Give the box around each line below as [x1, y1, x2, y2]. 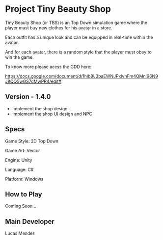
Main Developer [5, 217, 55, 226]
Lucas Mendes [5, 230, 35, 236]
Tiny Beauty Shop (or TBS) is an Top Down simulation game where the [5, 20, 148, 25]
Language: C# [5, 167, 34, 172]
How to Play [5, 190, 43, 198]
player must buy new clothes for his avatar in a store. [5, 24, 112, 30]
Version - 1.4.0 [5, 93, 51, 101]
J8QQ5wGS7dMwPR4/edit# [5, 78, 61, 84]
